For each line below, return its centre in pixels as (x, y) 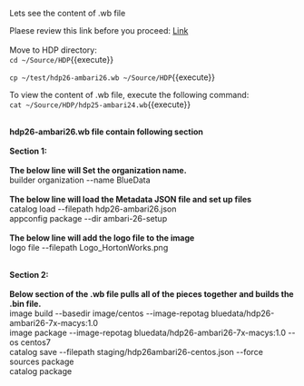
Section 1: (28, 151)
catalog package (41, 371)
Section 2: (29, 275)
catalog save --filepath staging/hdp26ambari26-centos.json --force (136, 352)
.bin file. (25, 304)
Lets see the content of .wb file (68, 13)
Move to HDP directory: (54, 50)
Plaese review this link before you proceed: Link (99, 30)
